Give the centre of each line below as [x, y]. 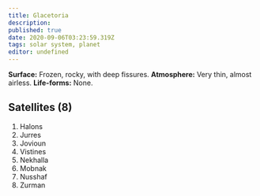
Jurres [30, 135]
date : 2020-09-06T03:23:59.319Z [61, 37]
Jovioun [33, 143]
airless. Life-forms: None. [51, 83]
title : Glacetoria [38, 15]
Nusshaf [33, 176]
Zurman [32, 185]
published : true [35, 30]
